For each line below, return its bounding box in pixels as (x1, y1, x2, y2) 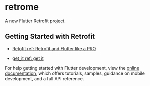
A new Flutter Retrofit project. (5, 18, 66, 24)
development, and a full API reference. (5, 75, 84, 81)
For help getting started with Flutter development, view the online (5, 65, 140, 71)
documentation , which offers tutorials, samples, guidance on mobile (5, 70, 145, 76)
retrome (5, 1, 39, 13)
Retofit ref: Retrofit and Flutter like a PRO (12, 45, 96, 51)
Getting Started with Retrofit (5, 32, 95, 41)
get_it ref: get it (12, 55, 44, 61)
